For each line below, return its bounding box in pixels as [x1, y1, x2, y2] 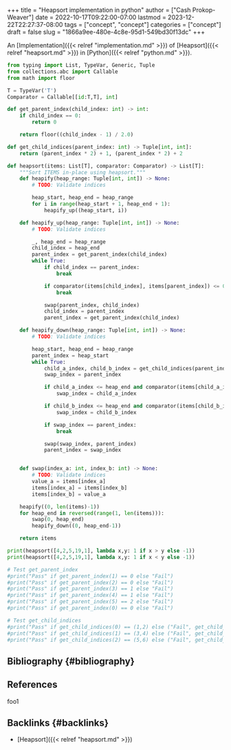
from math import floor [7, 74, 76, 81]
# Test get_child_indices [7, 617, 81, 624]
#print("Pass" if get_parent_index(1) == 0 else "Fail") [7, 572, 174, 580]
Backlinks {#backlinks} [7, 717, 109, 729]
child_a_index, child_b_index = [43, 365, 137, 372]
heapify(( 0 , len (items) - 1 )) [19, 503, 100, 510]
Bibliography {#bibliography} [7, 655, 135, 667]
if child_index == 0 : [19, 112, 81, 119]
